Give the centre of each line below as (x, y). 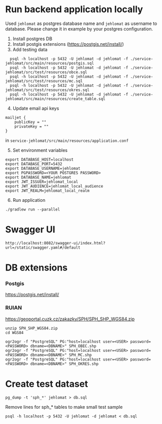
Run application (29, 200)
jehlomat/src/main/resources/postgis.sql (50, 63)
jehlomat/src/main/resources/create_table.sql (55, 99)
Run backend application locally (74, 9)
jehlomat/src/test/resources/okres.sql (47, 90)
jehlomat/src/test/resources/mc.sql (44, 81)
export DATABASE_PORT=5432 (34, 164)
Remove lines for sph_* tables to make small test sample (64, 407)
